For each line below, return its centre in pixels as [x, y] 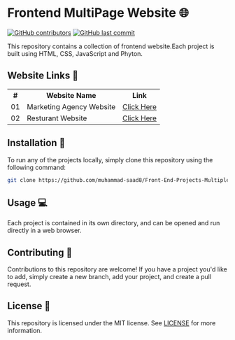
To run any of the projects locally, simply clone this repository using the [110, 160]
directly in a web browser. [44, 231]
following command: [37, 167]
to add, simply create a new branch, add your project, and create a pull [109, 277]
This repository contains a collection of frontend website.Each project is [111, 46]
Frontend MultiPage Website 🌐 [98, 13]
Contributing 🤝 [40, 252]
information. [25, 330]
